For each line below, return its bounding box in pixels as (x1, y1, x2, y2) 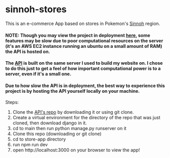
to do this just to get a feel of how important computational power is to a (5, 65, 161, 72)
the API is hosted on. (5, 48, 50, 55)
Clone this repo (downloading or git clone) (12, 131, 102, 137)
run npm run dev (12, 142, 48, 148)
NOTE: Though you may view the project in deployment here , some (5, 32, 151, 38)
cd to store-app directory (12, 136, 66, 142)
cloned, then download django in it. (12, 120, 87, 126)
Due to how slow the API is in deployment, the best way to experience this (5, 83, 165, 89)
